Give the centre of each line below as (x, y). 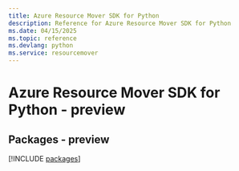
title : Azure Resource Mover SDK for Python (84, 16)
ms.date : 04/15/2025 (43, 31)
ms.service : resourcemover (53, 53)
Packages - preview (59, 139)
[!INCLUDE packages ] (45, 159)
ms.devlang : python (41, 46)
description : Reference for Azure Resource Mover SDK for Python (119, 23)
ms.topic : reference (43, 38)
